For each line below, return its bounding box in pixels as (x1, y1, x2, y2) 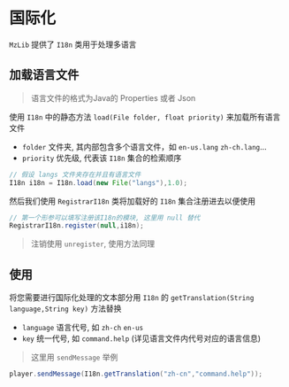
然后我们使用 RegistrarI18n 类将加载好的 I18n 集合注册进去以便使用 (9, 196, 256, 206)
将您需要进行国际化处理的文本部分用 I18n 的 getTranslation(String (9, 292, 255, 303)
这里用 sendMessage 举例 (30, 352, 118, 363)
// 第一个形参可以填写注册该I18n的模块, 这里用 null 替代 (9, 213, 201, 222)
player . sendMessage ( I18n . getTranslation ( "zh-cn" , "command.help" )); (9, 369, 263, 379)
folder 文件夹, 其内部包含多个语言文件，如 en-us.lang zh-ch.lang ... (21, 141, 267, 151)
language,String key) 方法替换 (9, 303, 122, 314)
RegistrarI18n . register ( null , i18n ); (9, 221, 144, 230)
